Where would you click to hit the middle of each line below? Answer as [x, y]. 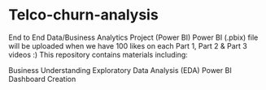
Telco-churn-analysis [83, 15]
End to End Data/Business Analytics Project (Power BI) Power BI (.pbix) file [133, 37]
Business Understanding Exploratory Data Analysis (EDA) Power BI [120, 70]
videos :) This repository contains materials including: [98, 54]
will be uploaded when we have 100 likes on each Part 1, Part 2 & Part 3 [128, 45]
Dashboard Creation [42, 79]
